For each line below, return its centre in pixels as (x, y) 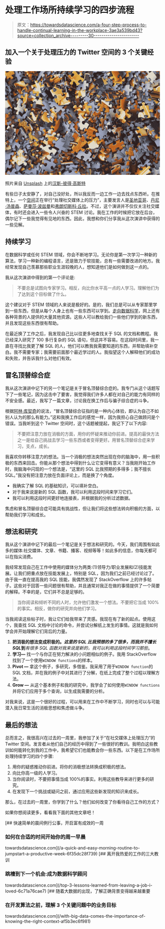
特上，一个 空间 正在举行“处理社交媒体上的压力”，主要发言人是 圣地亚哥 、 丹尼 (82, 200)
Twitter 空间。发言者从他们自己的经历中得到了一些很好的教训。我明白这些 (79, 744)
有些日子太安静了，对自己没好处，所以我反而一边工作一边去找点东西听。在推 (82, 194)
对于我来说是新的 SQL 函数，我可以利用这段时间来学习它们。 (74, 492)
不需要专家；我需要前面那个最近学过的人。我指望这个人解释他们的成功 (89, 352)
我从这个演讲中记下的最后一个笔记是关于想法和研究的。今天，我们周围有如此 (82, 544)
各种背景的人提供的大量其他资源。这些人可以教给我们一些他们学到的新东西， (82, 317)
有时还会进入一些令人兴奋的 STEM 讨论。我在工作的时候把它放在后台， (85, 212)
